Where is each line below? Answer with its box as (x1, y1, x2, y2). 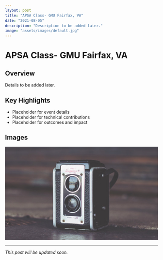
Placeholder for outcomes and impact (12, 119, 88, 125)
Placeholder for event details (12, 109, 70, 115)
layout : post (5, 8, 32, 13)
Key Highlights (5, 96, 50, 104)
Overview (5, 69, 35, 77)
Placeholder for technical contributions (12, 114, 90, 120)
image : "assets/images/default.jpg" (5, 28, 79, 34)
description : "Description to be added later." (5, 23, 103, 28)
